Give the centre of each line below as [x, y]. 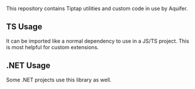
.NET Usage [28, 66]
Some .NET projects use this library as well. [59, 80]
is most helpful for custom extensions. [52, 47]
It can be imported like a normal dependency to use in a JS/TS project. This [98, 41]
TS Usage [24, 27]
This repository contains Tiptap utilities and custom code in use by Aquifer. [97, 8]
